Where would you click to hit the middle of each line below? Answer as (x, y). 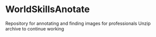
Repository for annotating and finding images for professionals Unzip (78, 23)
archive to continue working (35, 28)
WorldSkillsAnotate (48, 9)
